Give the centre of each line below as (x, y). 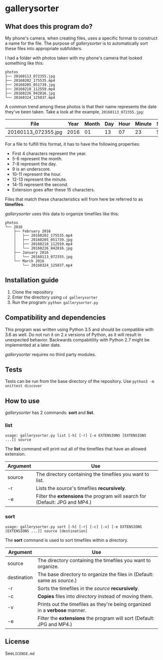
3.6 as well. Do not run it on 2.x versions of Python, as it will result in (73, 335)
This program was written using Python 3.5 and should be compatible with (79, 329)
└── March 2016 (29, 261)
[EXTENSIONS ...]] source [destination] (47, 531)
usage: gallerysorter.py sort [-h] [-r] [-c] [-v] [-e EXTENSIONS (73, 527)
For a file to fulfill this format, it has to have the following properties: (73, 144)
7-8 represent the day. (34, 164)
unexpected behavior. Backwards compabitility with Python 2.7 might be (77, 339)
